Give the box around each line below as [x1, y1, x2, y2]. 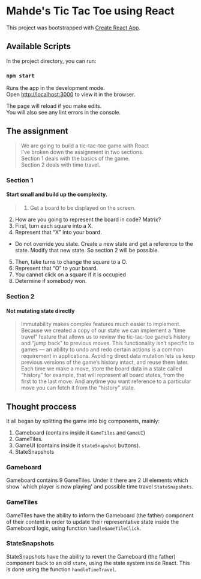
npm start [6, 72, 35, 79]
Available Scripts [6, 41, 71, 52]
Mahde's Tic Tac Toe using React [6, 4, 175, 18]
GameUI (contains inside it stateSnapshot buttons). [14, 442, 140, 449]
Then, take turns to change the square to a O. [14, 258, 128, 265]
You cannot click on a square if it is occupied [14, 271, 126, 278]
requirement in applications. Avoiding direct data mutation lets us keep [20, 352, 196, 360]
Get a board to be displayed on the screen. [29, 204, 136, 211]
